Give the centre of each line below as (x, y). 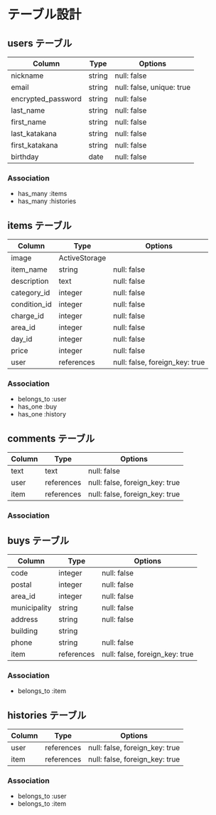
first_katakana (34, 145)
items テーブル (40, 225)
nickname (27, 76)
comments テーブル (51, 438)
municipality (31, 608)
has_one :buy (37, 406)
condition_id (31, 304)
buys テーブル (38, 540)
